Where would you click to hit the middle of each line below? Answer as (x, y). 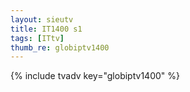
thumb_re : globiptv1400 (60, 47)
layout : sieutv (42, 19)
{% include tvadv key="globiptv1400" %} (95, 76)
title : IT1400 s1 (46, 29)
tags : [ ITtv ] (37, 38)
